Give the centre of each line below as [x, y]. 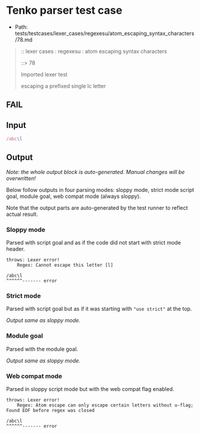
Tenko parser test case [64, 10]
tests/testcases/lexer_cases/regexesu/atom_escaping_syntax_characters [104, 33]
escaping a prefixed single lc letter [63, 86]
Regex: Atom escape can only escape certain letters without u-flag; [105, 405]
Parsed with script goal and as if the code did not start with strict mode [93, 243]
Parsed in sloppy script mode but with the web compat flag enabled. [90, 389]
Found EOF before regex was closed [50, 411]
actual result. [22, 214]
